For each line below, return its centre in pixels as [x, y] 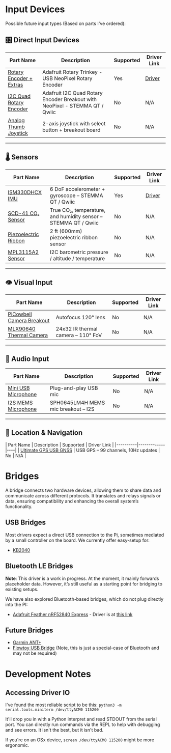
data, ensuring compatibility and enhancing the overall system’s [72, 501]
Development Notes [48, 674]
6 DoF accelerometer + [78, 189]
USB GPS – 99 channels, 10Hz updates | [118, 450]
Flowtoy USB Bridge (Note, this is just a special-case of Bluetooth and [86, 648]
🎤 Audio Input [27, 359]
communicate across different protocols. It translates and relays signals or [83, 495]
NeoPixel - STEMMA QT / [73, 105]
